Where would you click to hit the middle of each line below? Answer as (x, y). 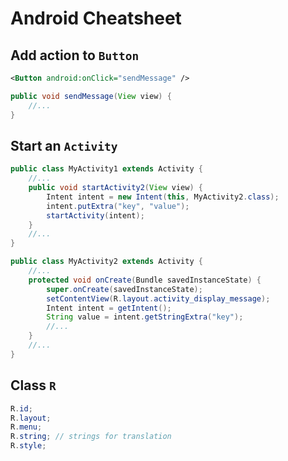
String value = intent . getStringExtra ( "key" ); (145, 317)
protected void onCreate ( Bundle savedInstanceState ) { (145, 280)
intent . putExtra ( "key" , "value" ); (118, 206)
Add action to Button (75, 55)
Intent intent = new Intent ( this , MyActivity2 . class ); (163, 197)
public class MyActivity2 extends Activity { (106, 262)
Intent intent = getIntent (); (109, 308)
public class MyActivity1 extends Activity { (106, 169)
